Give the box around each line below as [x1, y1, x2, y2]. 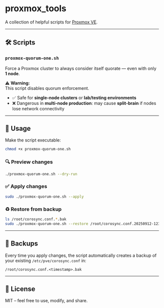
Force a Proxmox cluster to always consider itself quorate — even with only [5, 65, 157, 71]
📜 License [5, 285, 36, 293]
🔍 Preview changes [5, 159, 53, 165]
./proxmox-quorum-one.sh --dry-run [5, 171, 78, 176]
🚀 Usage [5, 124, 31, 133]
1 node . [5, 70, 20, 76]
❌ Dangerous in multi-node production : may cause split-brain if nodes [12, 100, 156, 106]
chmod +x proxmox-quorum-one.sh [5, 147, 71, 152]
